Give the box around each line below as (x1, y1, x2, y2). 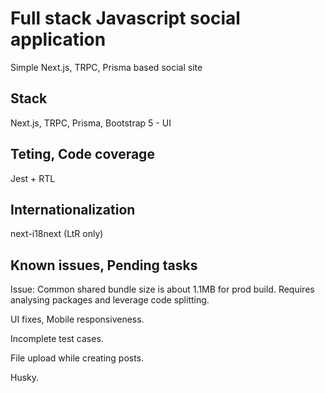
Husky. (10, 372, 40, 384)
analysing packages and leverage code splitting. (10, 294, 210, 306)
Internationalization (10, 201, 136, 218)
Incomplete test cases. (10, 333, 104, 345)
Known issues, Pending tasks (10, 257, 198, 274)
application (10, 28, 107, 51)
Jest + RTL (10, 172, 56, 184)
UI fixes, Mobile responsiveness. (10, 313, 145, 326)
